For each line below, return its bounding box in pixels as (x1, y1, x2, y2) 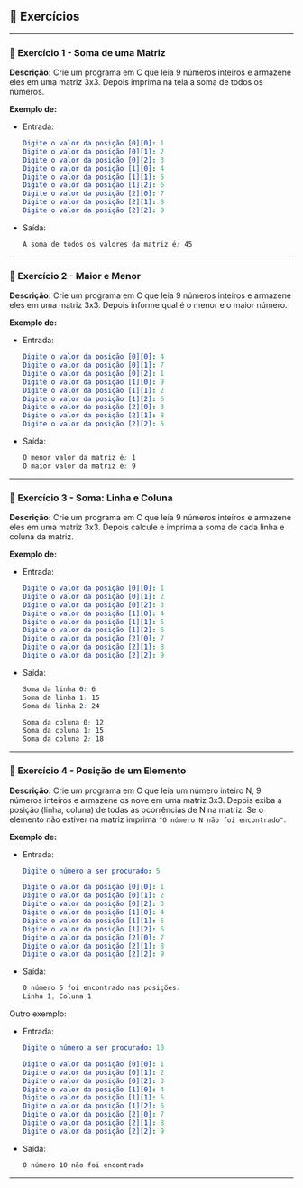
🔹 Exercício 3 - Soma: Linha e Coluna (9, 491, 173, 504)
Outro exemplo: (9, 1008, 67, 1019)
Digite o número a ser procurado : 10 (22, 1043, 165, 1052)
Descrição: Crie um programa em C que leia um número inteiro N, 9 (9, 785, 262, 796)
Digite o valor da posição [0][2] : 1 (22, 369, 165, 378)
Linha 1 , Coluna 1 (22, 992, 92, 1001)
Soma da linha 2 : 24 (22, 701, 100, 710)
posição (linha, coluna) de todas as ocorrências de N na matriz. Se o (9, 804, 264, 815)
